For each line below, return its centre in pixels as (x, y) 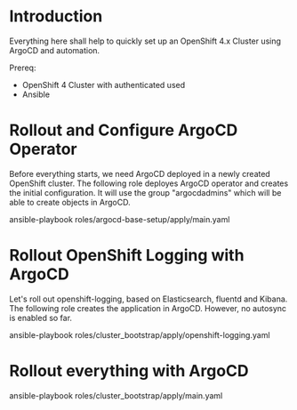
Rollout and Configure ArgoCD (124, 130)
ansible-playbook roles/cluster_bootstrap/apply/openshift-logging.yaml (140, 334)
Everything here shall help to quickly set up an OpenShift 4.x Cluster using (145, 41)
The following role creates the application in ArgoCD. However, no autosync (148, 308)
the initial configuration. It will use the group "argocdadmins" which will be (145, 192)
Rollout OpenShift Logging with (127, 256)
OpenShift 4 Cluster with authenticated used (104, 84)
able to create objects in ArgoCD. (70, 202)
